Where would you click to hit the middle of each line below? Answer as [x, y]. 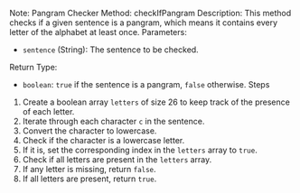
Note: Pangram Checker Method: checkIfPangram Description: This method [150, 13]
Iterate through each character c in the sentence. [113, 121]
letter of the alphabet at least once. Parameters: [98, 32]
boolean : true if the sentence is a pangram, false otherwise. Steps [146, 84]
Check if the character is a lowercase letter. [103, 140]
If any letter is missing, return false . [89, 169]
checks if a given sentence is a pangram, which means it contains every [144, 23]
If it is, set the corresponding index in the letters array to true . [140, 150]
